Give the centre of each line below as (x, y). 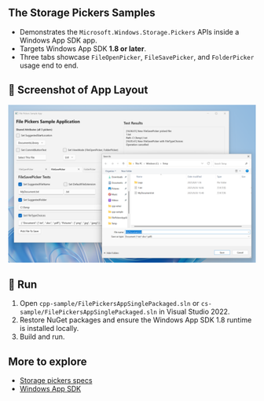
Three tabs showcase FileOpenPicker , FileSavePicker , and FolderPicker (137, 57)
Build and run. (42, 337)
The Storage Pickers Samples (82, 13)
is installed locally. (49, 329)
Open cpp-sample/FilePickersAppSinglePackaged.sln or (109, 304)
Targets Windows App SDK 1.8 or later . (83, 48)
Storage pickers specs (56, 381)
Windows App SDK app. (58, 40)
